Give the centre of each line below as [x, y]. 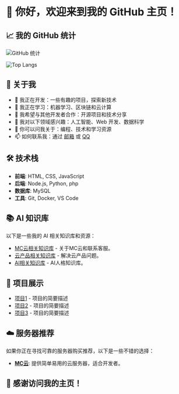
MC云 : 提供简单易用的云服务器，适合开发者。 [69, 364]
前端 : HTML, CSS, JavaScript [49, 176]
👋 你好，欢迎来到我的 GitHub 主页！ [92, 12]
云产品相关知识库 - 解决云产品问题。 [58, 255]
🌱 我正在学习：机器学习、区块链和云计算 [63, 107]
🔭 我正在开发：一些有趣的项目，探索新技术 [65, 99]
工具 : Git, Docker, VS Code [46, 198]
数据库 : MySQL [32, 191]
